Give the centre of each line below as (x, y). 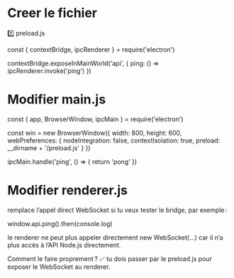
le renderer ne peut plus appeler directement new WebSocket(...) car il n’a (115, 237)
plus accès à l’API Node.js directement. (64, 245)
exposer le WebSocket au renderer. (59, 267)
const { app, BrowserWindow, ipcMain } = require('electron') (95, 119)
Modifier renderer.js (68, 190)
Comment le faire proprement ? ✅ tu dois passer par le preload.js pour (110, 258)
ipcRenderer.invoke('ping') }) (49, 71)
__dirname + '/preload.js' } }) (49, 148)
